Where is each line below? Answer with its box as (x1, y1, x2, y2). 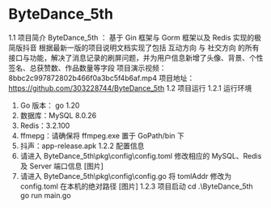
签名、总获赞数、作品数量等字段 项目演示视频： (8, 62, 167, 73)
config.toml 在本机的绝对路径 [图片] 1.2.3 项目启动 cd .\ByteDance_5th (19, 181, 253, 191)
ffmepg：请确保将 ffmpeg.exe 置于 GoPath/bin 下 (19, 130, 184, 140)
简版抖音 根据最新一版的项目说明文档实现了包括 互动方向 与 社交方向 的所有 (8, 42, 260, 53)
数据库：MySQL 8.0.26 (19, 110, 97, 120)
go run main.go (19, 190, 71, 200)
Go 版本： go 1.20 (19, 100, 80, 110)
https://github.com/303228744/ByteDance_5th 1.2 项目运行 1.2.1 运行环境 (8, 83, 252, 93)
